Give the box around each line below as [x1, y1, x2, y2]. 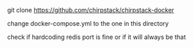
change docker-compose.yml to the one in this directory [7, 19, 169, 27]
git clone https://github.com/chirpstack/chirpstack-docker [7, 6, 174, 14]
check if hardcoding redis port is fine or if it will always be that [7, 33, 186, 41]
